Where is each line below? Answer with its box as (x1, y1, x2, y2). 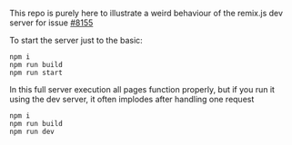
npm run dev (9, 127, 55, 136)
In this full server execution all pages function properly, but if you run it (9, 84, 276, 94)
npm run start (9, 68, 64, 77)
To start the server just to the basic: (9, 35, 143, 45)
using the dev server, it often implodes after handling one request (9, 94, 255, 104)
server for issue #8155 (9, 17, 94, 28)
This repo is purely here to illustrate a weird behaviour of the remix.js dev (9, 8, 284, 18)
